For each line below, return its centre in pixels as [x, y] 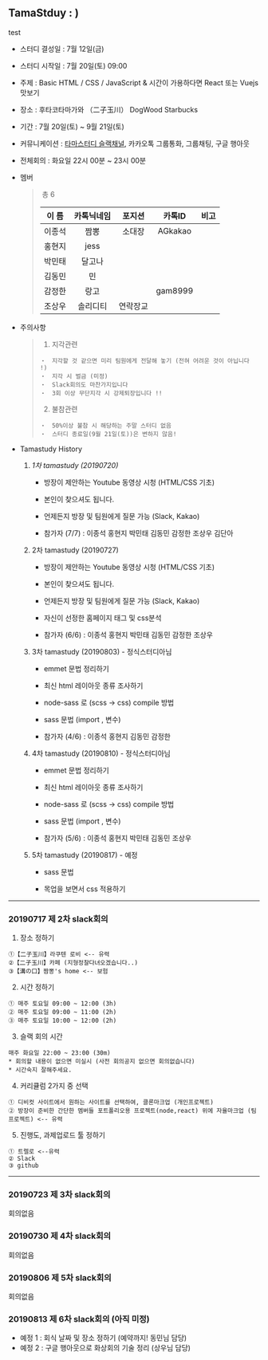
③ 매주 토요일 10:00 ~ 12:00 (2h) [63, 1021]
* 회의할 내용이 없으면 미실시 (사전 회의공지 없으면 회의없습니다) [102, 1062]
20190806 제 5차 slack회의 [60, 1277]
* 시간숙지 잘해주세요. [40, 1070]
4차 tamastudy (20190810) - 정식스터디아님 [101, 753]
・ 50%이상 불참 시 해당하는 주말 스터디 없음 [105, 426]
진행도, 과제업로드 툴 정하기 [63, 1135]
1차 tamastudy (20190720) [75, 465]
